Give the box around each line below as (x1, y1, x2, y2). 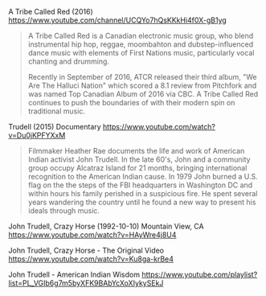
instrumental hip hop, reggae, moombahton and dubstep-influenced (27, 39, 254, 49)
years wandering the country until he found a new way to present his (27, 197, 256, 207)
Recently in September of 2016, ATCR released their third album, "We (27, 72, 257, 81)
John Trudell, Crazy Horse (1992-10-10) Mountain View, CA (8, 221, 204, 231)
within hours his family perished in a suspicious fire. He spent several (27, 189, 258, 198)
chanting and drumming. (27, 56, 110, 66)
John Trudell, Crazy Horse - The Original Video (8, 245, 165, 255)
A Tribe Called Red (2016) (8, 7, 94, 16)
